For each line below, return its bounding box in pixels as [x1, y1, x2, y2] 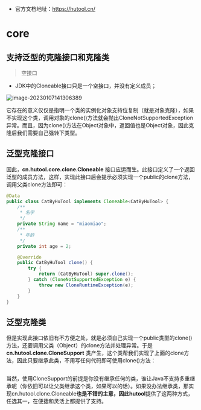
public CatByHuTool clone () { [17, 260, 94, 266]
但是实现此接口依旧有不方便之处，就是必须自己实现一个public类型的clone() [6, 334, 193, 342]
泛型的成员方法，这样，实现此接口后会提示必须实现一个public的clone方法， [6, 173, 194, 180]
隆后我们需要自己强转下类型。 [6, 129, 80, 136]
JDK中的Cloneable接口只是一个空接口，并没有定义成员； [14, 82, 157, 89]
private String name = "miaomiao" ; [17, 221, 107, 227]
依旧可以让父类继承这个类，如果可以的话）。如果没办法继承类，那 [27, 382, 189, 390]
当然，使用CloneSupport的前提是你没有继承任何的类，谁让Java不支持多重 [6, 375, 190, 382]
